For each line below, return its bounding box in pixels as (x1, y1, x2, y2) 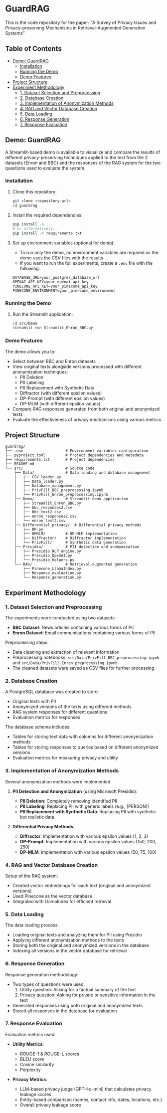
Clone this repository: (12, 188, 57, 194)
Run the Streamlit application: (12, 311, 73, 317)
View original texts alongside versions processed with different (12, 364, 142, 370)
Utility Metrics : (12, 1041, 44, 1047)
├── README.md (5, 462, 35, 467)
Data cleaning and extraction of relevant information (12, 649, 120, 655)
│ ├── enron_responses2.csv (14, 514, 77, 519)
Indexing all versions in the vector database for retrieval (12, 948, 127, 954)
